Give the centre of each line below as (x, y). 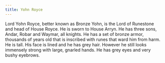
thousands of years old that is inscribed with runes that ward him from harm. (83, 39)
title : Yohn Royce (24, 10)
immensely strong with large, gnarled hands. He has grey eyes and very (78, 50)
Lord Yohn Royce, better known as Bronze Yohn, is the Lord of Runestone (80, 24)
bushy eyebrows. (23, 55)
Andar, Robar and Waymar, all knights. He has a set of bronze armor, (74, 34)
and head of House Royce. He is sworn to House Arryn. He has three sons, (81, 29)
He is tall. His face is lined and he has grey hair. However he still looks (76, 44)
